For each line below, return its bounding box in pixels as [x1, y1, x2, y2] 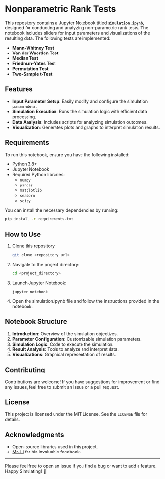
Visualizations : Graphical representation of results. [12, 351, 116, 357]
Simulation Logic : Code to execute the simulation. [12, 341, 114, 347]
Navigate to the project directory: [12, 262, 80, 267]
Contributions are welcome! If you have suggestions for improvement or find [5, 379, 160, 385]
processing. [12, 114, 37, 120]
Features [5, 85, 33, 94]
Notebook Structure [5, 318, 67, 326]
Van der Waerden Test [12, 50, 59, 56]
